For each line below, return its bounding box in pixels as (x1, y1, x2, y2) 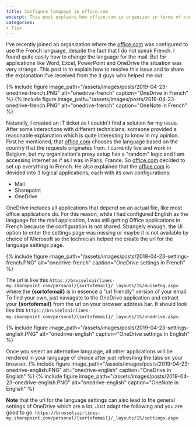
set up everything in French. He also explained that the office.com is (6, 163, 170, 170)
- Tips (6, 25, 22, 31)
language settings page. (6, 242, 64, 249)
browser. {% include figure (6, 360, 71, 367)
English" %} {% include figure (6, 373, 78, 380)
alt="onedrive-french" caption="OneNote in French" (61, 102, 188, 109)
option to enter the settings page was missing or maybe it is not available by (6, 229, 189, 236)
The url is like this (6, 277, 48, 284)
